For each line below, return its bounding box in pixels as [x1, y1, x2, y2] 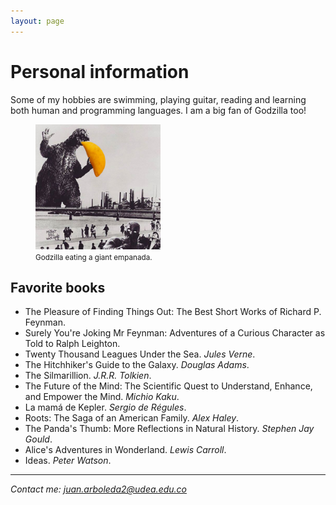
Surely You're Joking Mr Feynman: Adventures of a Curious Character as [24, 327, 326, 339]
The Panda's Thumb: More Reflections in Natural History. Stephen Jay [24, 423, 315, 435]
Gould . [24, 433, 53, 445]
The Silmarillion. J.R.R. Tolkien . [24, 370, 152, 382]
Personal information [10, 60, 190, 83]
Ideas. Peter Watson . [24, 455, 112, 467]
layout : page [10, 16, 65, 26]
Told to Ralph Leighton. [24, 338, 121, 350]
